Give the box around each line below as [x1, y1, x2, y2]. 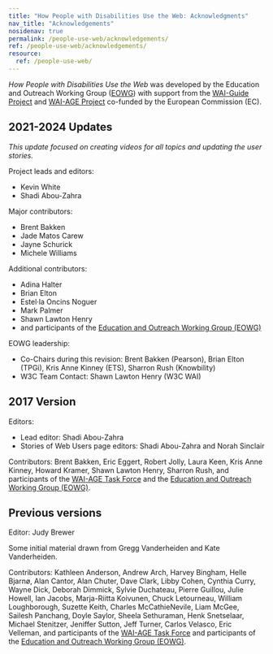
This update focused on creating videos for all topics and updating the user [8, 141, 262, 151]
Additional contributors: [8, 263, 88, 273]
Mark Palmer [19, 305, 63, 315]
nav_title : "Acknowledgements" [8, 19, 115, 28]
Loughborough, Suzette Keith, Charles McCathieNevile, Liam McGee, [8, 602, 240, 612]
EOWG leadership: [8, 338, 71, 348]
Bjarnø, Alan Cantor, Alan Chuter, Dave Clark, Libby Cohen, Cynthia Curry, [8, 576, 256, 586]
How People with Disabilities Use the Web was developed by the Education [8, 79, 260, 89]
